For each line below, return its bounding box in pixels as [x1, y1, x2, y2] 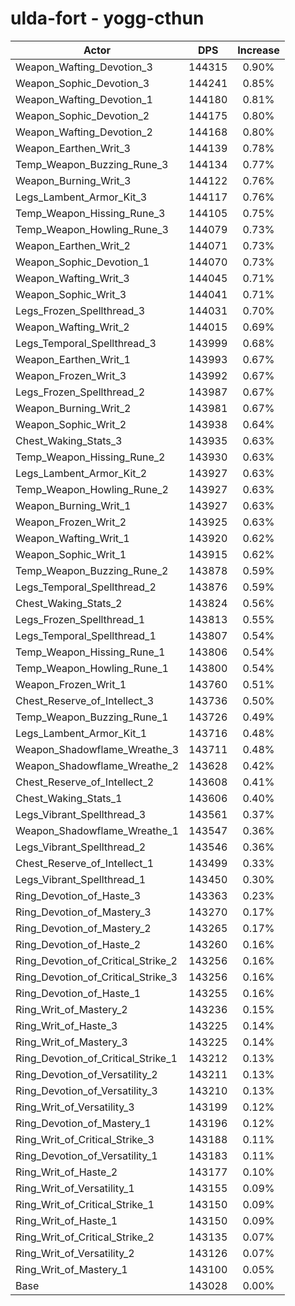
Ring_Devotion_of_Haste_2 [15, 937, 142, 951]
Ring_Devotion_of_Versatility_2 [15, 1067, 158, 1081]
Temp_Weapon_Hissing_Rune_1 [15, 645, 166, 659]
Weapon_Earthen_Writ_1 [15, 352, 131, 366]
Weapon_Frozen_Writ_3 [15, 368, 127, 382]
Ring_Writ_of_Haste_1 [15, 1213, 118, 1227]
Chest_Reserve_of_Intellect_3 [15, 693, 155, 707]
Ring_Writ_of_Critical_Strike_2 [15, 1230, 155, 1244]
